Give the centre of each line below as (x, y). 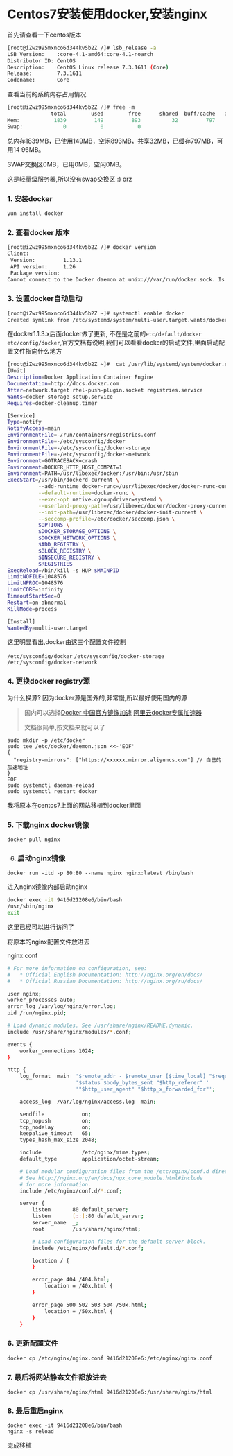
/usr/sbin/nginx (31, 907)
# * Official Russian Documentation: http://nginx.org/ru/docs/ (105, 981)
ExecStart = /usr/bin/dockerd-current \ (63, 480)
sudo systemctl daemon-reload (51, 785)
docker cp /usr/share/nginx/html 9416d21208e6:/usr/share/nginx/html (110, 1392)
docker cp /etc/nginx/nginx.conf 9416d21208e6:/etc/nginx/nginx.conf (110, 1358)
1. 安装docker (30, 198)
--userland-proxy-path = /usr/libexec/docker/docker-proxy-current (134, 506)
